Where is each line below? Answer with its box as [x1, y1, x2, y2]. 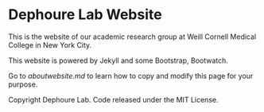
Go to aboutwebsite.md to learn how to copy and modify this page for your [8, 71, 254, 80]
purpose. [8, 79, 38, 89]
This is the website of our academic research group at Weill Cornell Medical [8, 32, 257, 41]
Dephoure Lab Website [8, 6, 162, 24]
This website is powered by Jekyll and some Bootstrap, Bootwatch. [8, 56, 229, 65]
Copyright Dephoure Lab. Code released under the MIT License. [8, 95, 219, 104]
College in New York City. [8, 40, 92, 49]
